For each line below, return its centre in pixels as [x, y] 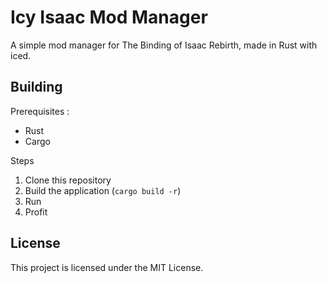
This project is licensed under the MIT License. [107, 267]
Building [36, 87]
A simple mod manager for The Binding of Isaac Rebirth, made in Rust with [164, 45]
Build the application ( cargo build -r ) [103, 190]
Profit [36, 212]
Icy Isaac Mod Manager [109, 17]
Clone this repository [68, 180]
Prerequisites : [40, 111]
